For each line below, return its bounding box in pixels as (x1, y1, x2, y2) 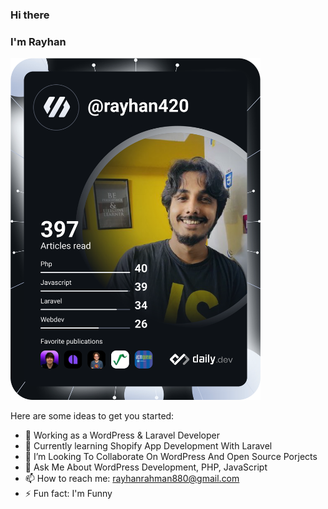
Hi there (10, 8, 50, 22)
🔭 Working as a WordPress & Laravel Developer (24, 429, 220, 442)
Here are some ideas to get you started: (10, 410, 175, 422)
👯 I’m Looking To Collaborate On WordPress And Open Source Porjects (24, 451, 318, 463)
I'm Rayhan (10, 34, 67, 48)
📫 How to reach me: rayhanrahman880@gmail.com (24, 473, 240, 485)
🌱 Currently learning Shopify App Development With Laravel (24, 440, 273, 452)
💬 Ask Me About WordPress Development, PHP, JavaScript (24, 461, 268, 473)
